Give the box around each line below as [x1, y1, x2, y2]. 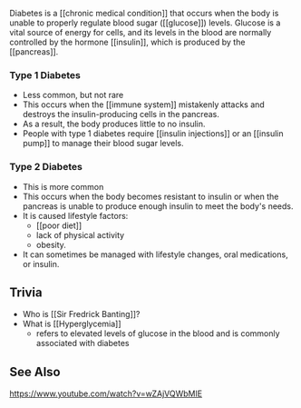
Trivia [9, 284, 43, 300]
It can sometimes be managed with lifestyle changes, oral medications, [22, 249, 288, 260]
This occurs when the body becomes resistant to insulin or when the [22, 191, 279, 202]
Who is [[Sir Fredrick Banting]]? [22, 309, 141, 320]
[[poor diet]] [35, 220, 83, 231]
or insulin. [22, 258, 60, 269]
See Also [9, 363, 61, 380]
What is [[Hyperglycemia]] [22, 318, 121, 330]
